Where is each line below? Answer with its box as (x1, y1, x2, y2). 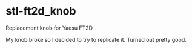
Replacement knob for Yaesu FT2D (5, 24, 93, 31)
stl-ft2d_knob (5, 4, 76, 18)
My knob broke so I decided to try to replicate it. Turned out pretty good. (5, 36, 187, 43)
